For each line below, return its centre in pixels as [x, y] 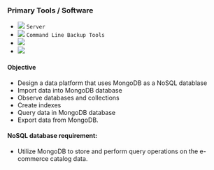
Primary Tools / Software [50, 10]
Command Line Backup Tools [65, 36]
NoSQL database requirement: [52, 136]
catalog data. [69, 158]
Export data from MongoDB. [58, 120]
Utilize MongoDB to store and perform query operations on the [108, 151]
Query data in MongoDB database [66, 112]
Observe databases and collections [69, 98]
